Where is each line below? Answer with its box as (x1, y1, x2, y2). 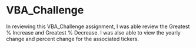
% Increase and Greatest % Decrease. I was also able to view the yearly (6, 29, 181, 36)
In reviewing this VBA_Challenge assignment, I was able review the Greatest (6, 23, 190, 30)
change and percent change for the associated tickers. (6, 35, 139, 42)
